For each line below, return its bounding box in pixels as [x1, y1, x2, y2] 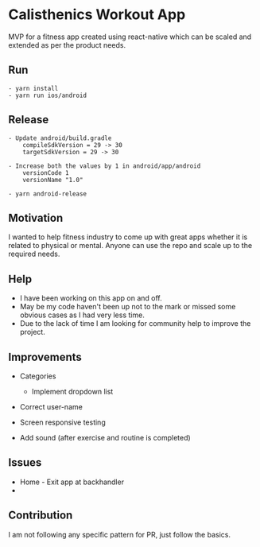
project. [19, 328, 45, 337]
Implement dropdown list [31, 387, 114, 396]
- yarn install [8, 84, 59, 92]
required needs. [8, 249, 60, 259]
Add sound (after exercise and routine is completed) [19, 433, 191, 442]
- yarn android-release [8, 189, 87, 198]
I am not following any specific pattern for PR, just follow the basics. [8, 530, 231, 539]
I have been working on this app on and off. [19, 293, 163, 303]
